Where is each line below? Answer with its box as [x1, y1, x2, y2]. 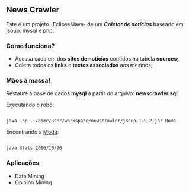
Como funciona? [6, 42, 55, 50]
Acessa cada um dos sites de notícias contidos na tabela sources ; [14, 55, 179, 62]
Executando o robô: [6, 101, 55, 109]
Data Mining [14, 172, 44, 180]
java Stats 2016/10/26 [6, 145, 62, 151]
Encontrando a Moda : [6, 128, 59, 136]
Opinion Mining [14, 178, 52, 186]
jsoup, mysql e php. [6, 27, 55, 34]
